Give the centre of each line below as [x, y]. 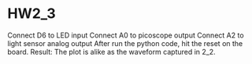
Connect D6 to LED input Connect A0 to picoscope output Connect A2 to [126, 35]
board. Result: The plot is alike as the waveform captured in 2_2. [111, 52]
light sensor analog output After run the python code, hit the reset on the [125, 43]
